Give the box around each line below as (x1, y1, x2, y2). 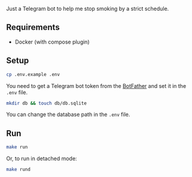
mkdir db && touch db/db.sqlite (6, 100, 87, 106)
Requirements (6, 22, 60, 32)
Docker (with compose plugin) (14, 38, 90, 45)
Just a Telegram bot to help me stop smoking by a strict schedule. (6, 5, 169, 12)
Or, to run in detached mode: (6, 155, 77, 162)
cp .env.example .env (6, 71, 60, 77)
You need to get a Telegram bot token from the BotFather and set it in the (6, 82, 187, 89)
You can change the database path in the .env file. (6, 111, 130, 118)
